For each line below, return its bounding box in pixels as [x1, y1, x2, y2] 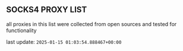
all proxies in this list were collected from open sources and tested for [6, 20, 177, 27]
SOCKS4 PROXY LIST [6, 5, 87, 15]
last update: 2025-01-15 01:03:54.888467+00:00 [6, 38, 122, 45]
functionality [6, 27, 37, 34]
